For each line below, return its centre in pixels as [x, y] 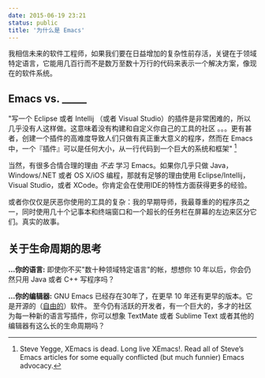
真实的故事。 [43, 221]
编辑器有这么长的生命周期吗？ [56, 325]
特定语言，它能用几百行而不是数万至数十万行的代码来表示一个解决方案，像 [129, 63]
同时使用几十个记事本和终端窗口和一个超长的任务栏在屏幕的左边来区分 [136, 211]
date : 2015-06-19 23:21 [47, 15]
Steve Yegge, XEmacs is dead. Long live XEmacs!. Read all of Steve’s [132, 349]
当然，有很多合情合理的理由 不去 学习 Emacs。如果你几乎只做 [108, 165]
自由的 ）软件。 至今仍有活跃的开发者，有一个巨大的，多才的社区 [147, 305]
